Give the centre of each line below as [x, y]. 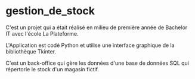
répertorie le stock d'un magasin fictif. [52, 69]
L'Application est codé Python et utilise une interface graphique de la [90, 45]
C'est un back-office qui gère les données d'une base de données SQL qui [97, 63]
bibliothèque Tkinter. [31, 51]
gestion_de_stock [50, 11]
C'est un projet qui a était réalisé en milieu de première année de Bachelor [97, 27]
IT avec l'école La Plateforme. [42, 33]
